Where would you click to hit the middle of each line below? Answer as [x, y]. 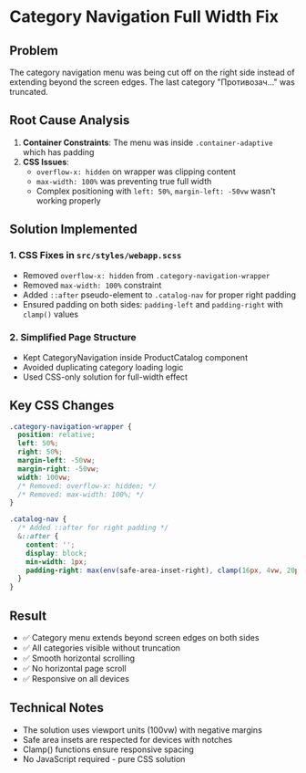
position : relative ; [56, 435]
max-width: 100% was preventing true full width [124, 181]
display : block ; [57, 553]
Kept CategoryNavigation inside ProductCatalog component [135, 357]
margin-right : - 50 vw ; [59, 469]
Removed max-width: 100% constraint [92, 285]
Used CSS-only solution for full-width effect [105, 377]
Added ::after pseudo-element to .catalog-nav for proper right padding [159, 295]
